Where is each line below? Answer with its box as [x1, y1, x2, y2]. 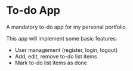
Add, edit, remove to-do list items [14, 53, 97, 60]
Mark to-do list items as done [14, 59, 88, 66]
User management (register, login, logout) [14, 46, 118, 54]
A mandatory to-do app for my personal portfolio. [6, 23, 128, 30]
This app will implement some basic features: [6, 35, 117, 42]
